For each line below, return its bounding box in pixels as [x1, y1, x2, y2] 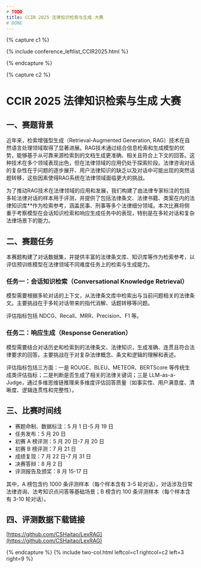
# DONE [6, 20, 23, 26]
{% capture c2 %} [6, 71, 51, 79]
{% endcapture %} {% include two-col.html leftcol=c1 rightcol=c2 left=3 [6, 549, 184, 556]
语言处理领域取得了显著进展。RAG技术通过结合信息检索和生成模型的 [11, 145, 179, 152]
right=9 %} [6, 555, 33, 563]
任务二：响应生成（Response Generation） [6, 329, 132, 337]
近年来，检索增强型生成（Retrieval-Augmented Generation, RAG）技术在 [6, 137, 185, 144]
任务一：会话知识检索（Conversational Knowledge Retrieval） [6, 277, 188, 285]
